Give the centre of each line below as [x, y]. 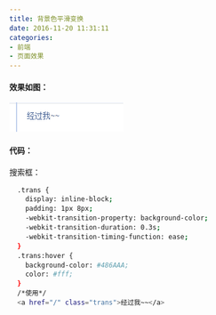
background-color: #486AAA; [77, 265]
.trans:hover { [45, 255]
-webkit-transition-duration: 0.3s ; [93, 228]
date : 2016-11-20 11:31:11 [59, 28]
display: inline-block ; [69, 199]
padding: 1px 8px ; [59, 209]
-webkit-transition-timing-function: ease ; [107, 237]
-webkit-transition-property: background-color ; [117, 218]
